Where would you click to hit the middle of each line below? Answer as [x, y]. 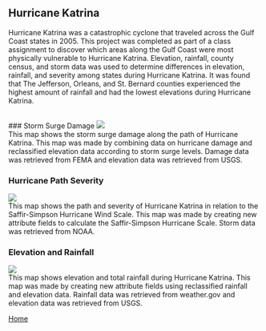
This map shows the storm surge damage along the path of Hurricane [123, 134]
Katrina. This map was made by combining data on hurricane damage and [130, 143]
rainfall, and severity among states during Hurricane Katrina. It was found [129, 75]
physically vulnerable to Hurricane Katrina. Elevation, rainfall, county [121, 58]
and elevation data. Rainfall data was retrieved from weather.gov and [122, 295]
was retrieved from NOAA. [52, 232]
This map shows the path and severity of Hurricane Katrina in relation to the [133, 206]
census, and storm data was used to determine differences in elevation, [127, 67]
